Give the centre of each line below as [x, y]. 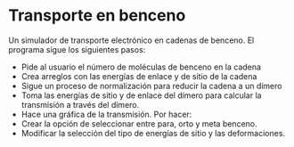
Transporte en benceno [97, 16]
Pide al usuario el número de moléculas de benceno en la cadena [141, 67]
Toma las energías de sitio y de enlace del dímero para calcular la [141, 95]
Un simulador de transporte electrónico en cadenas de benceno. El [131, 40]
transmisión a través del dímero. [80, 104]
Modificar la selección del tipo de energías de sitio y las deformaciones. [153, 133]
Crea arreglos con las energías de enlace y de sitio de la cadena [139, 76]
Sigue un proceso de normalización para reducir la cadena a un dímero [151, 86]
